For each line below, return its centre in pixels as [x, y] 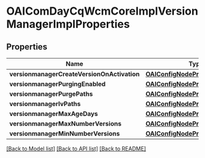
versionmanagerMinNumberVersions [65, 134]
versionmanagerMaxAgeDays [54, 114]
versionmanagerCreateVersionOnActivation [75, 74]
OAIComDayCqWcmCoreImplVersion [102, 11]
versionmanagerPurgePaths [51, 94]
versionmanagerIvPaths [45, 104]
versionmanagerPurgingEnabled [57, 84]
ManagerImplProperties [68, 24]
